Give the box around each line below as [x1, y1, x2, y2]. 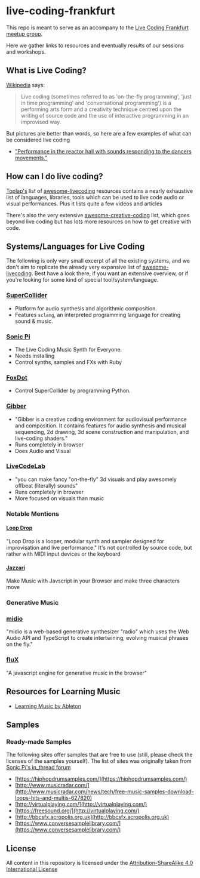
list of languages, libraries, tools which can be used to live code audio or [6, 193, 184, 201]
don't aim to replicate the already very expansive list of [6, 264, 141, 271]
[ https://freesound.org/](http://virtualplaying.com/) [14, 807, 140, 814]
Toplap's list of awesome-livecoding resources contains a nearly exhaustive [6, 187, 193, 195]
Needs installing [14, 352, 55, 359]
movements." [14, 154, 48, 161]
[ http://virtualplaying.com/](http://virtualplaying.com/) [14, 801, 147, 808]
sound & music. [14, 318, 53, 325]
